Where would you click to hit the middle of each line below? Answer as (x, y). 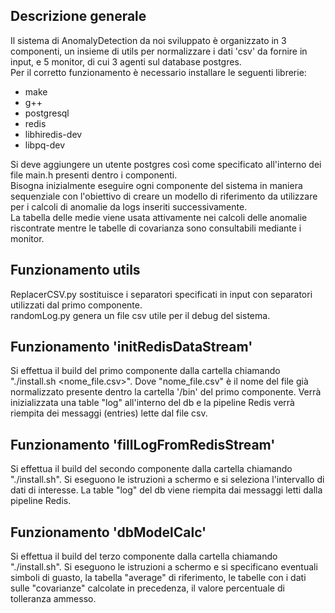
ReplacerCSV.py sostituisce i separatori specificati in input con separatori (161, 294)
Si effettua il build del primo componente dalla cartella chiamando (145, 371)
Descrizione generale (78, 16)
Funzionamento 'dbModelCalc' (108, 532)
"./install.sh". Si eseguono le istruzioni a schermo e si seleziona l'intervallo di (167, 480)
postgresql (47, 113)
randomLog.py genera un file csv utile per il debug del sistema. (140, 315)
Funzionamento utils (75, 270)
